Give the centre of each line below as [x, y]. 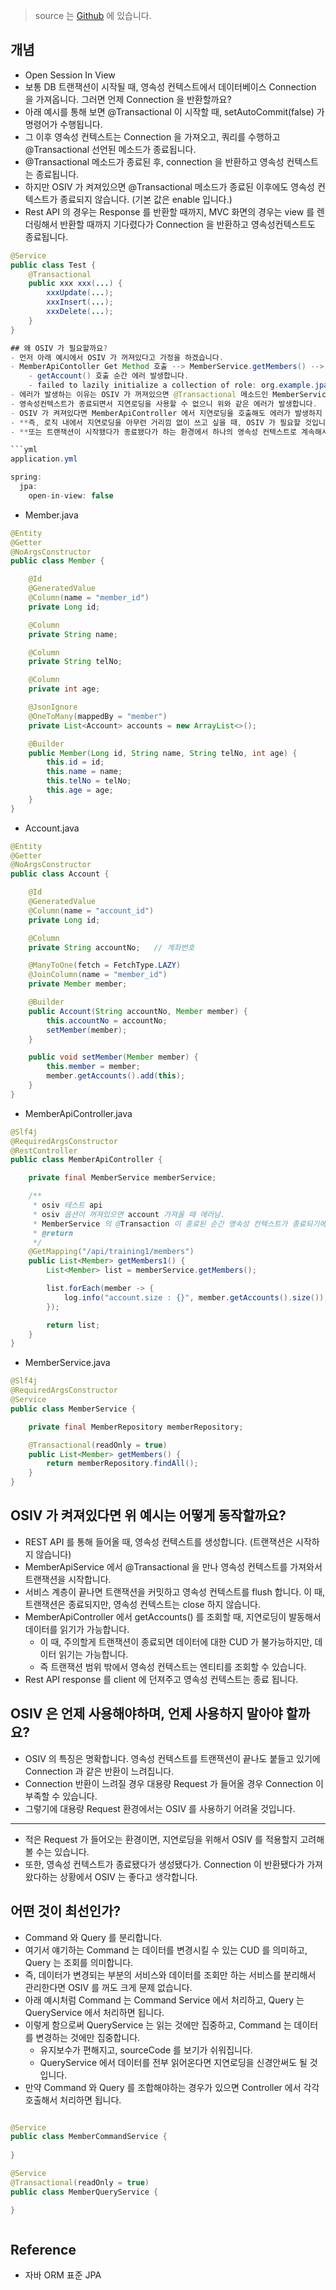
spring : [26, 477]
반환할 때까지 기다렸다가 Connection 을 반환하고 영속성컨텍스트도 [187, 224]
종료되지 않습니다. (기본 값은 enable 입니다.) [146, 199]
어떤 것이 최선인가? [66, 1911]
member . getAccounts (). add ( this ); [116, 1076]
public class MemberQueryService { [84, 2192]
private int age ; [64, 689]
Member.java [51, 515]
